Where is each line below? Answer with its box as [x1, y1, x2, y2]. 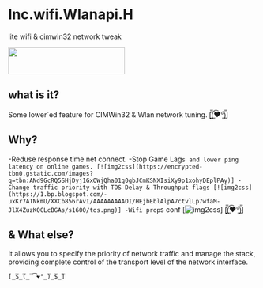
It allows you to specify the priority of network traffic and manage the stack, [8, 249, 256, 259]
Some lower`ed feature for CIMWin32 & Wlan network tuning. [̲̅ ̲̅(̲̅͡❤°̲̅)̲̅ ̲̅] [8, 109, 229, 119]
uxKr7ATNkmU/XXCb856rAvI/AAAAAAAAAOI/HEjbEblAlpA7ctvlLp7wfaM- [8, 197, 221, 205]
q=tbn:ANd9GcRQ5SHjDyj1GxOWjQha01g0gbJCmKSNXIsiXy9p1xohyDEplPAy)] [8, 176, 235, 184]
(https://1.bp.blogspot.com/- [8, 190, 108, 199]
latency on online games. [8, 162, 93, 171]
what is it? [8, 89, 60, 102]
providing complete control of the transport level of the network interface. [8, 257, 249, 267]
